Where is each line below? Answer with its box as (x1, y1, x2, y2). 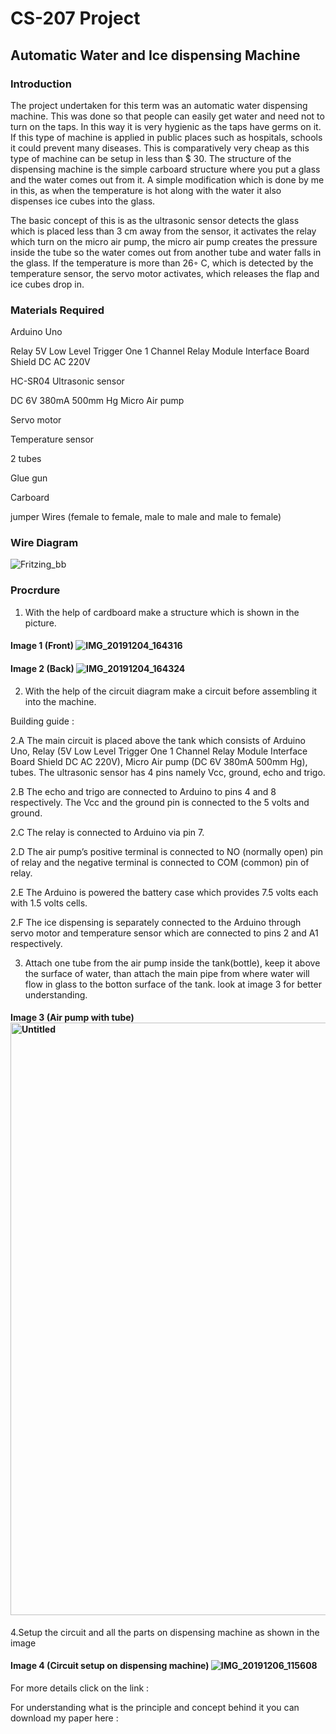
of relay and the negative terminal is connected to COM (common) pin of (10, 856, 310, 868)
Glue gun (10, 472, 48, 484)
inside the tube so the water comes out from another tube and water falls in (10, 246, 322, 258)
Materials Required (10, 303, 105, 317)
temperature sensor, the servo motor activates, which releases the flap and (10, 267, 320, 279)
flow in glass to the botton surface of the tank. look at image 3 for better (24, 978, 322, 990)
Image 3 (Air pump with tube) (10, 1012, 135, 1024)
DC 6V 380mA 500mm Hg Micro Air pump (10, 395, 185, 407)
